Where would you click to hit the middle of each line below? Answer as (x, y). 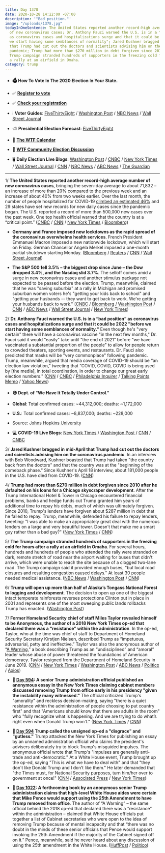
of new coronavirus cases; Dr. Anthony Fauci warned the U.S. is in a (83, 32)
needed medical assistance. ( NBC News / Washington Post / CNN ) (72, 578)
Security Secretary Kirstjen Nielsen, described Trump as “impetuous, (75, 639)
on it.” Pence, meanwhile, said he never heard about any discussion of (83, 840)
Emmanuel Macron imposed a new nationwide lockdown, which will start (86, 242)
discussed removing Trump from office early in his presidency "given (84, 690)
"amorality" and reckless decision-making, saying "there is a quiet (79, 701)
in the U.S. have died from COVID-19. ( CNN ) (50, 475)
